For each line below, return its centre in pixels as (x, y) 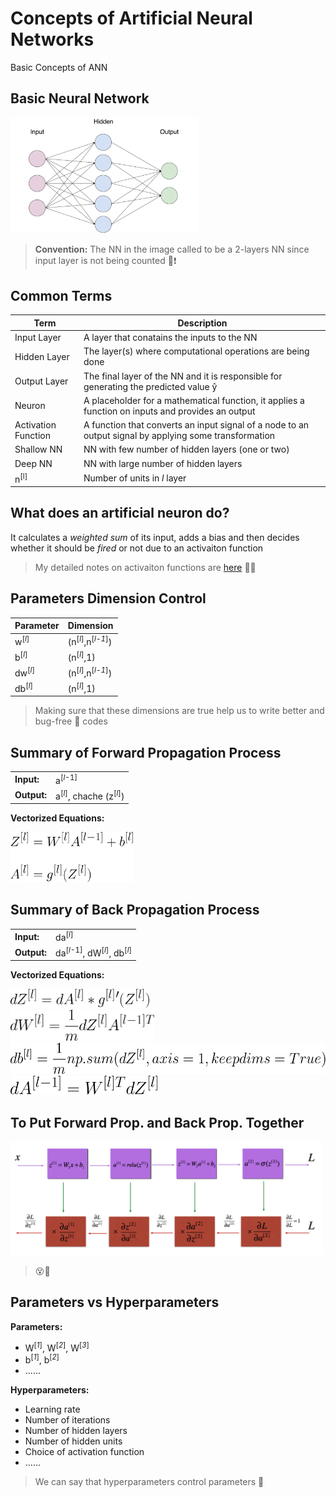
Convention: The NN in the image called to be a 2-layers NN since (172, 249)
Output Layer (41, 381)
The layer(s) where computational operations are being (196, 351)
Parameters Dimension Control (108, 598)
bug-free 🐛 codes (71, 721)
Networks (52, 39)
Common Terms (61, 295)
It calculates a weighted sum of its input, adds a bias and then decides (155, 537)
